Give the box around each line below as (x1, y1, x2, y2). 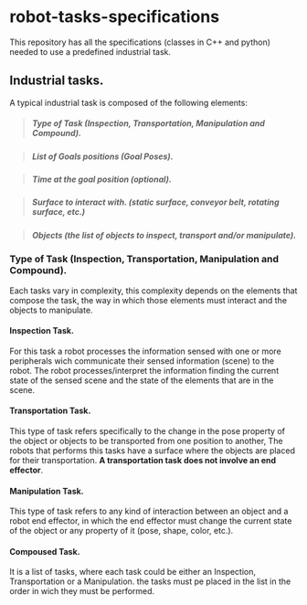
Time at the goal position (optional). (31, 174, 172, 185)
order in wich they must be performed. (9, 586, 155, 597)
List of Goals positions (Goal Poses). (31, 151, 174, 162)
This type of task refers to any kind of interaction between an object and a (9, 505, 289, 517)
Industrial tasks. (9, 73, 104, 89)
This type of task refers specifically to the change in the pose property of (9, 426, 286, 436)
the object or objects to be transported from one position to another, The (9, 436, 283, 446)
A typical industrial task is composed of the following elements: (9, 97, 249, 108)
